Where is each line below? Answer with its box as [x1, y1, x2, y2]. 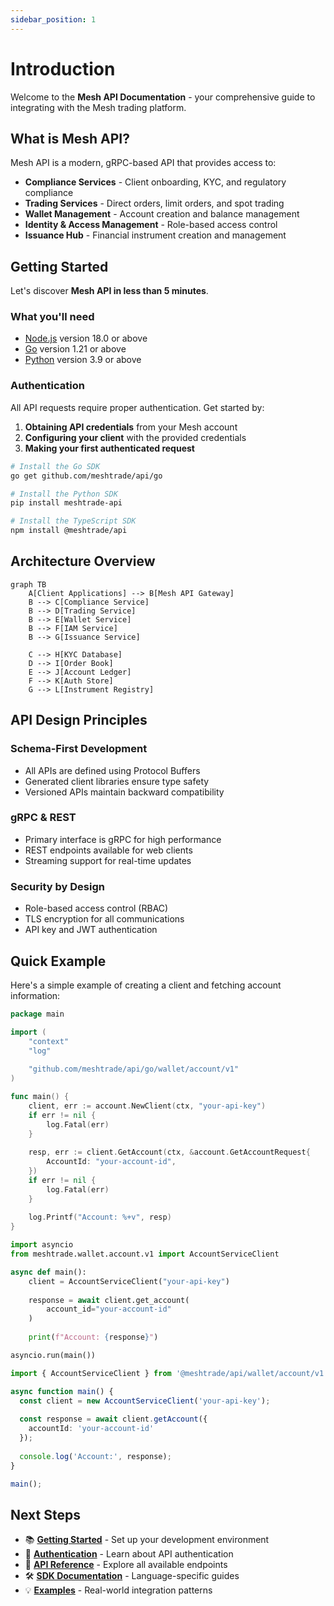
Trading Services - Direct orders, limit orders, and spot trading [24, 197, 285, 210]
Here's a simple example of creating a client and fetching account [10, 979, 282, 991]
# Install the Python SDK [10, 489, 118, 499]
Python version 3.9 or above [24, 354, 142, 366]
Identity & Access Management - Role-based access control [24, 219, 278, 231]
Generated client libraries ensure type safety [24, 775, 210, 787]
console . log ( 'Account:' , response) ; [19, 1451, 172, 1461]
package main [10, 1009, 65, 1019]
